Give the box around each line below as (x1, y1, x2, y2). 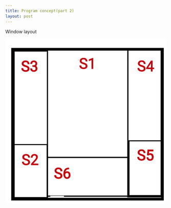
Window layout (5, 28, 37, 34)
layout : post (5, 13, 33, 19)
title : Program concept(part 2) (5, 8, 74, 13)
